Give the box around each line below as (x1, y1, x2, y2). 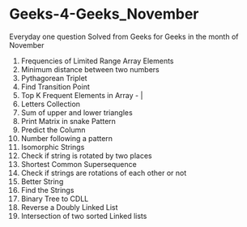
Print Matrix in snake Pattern (20, 116, 117, 126)
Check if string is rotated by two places (20, 151, 152, 161)
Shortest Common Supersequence (20, 159, 137, 169)
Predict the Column (20, 125, 86, 135)
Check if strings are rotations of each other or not (20, 168, 187, 178)
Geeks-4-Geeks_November (9, 5, 199, 24)
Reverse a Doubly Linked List (20, 202, 118, 212)
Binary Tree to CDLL (20, 194, 89, 203)
